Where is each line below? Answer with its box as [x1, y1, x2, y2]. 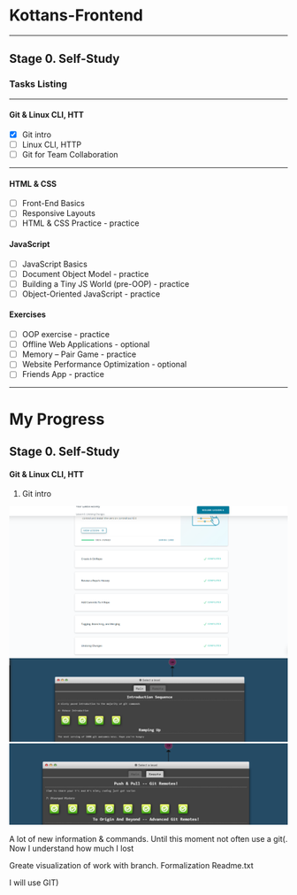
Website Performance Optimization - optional [21, 359, 187, 370]
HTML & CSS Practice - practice [21, 218, 140, 228]
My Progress [9, 409, 105, 429]
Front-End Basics [21, 198, 86, 209]
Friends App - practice [21, 369, 104, 380]
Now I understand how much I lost [9, 843, 134, 853]
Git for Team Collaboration [21, 149, 118, 159]
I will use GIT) [9, 877, 59, 888]
